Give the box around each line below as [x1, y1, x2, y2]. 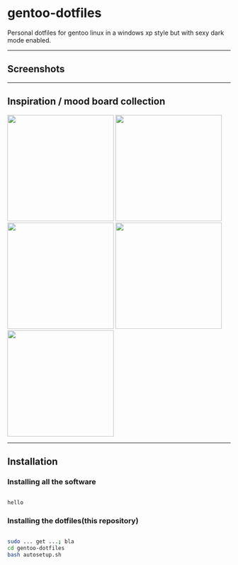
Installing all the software [7, 476, 97, 486]
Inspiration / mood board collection [7, 96, 166, 108]
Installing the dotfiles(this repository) [7, 516, 139, 526]
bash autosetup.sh [7, 552, 62, 559]
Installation [7, 455, 58, 467]
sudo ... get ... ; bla [7, 538, 74, 545]
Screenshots [7, 63, 65, 75]
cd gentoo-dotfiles [7, 544, 65, 552]
